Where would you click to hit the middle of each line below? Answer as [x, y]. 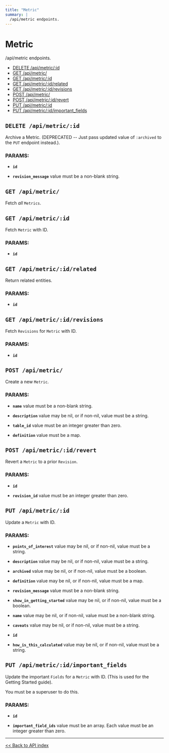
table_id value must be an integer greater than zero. [67, 425]
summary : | [17, 15]
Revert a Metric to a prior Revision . [41, 462]
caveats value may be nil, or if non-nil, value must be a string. [76, 625]
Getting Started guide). [29, 682]
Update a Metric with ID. [30, 522]
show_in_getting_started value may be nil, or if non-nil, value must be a [87, 600]
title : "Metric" [22, 10]
